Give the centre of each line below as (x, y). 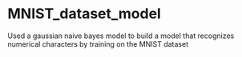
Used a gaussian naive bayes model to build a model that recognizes (121, 36)
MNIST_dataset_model (84, 14)
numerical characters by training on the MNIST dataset (98, 44)
